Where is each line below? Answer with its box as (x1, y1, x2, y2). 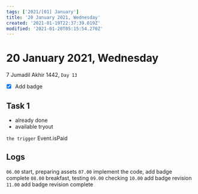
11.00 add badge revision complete (6, 181, 94, 188)
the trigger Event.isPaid (6, 135, 68, 142)
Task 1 (6, 100, 30, 111)
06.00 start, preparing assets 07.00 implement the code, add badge (6, 168, 172, 175)
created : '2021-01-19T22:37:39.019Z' (6, 20, 101, 26)
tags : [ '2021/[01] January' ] (6, 8, 79, 15)
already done (14, 117, 48, 124)
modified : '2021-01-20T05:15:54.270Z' (6, 25, 103, 32)
